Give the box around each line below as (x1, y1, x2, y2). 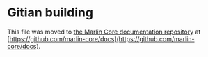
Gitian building (7, 5, 94, 21)
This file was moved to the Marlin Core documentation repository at (7, 27, 201, 36)
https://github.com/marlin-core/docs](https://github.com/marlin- (9, 34, 195, 43)
